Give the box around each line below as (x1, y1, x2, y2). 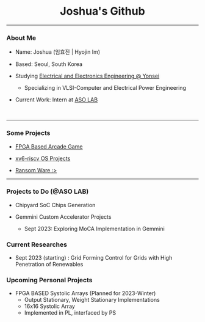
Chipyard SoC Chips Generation (15, 201, 96, 208)
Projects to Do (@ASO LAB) (6, 188, 89, 196)
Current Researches (6, 240, 67, 249)
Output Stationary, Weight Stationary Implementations (24, 296, 160, 304)
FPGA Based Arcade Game (15, 142, 83, 150)
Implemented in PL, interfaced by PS (24, 309, 117, 317)
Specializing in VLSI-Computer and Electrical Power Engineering (24, 84, 186, 92)
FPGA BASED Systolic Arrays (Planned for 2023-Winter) (15, 290, 156, 297)
